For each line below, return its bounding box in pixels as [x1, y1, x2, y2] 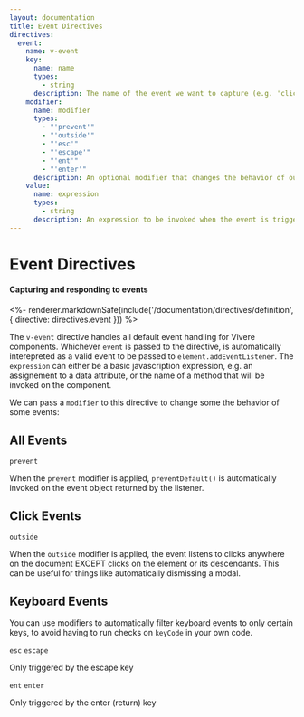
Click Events [9, 508, 81, 524]
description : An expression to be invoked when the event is [33, 214, 270, 224]
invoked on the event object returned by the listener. [9, 482, 204, 493]
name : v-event [25, 47, 79, 56]
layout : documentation [9, 13, 95, 23]
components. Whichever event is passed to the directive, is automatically [9, 341, 282, 353]
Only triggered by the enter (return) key [9, 697, 157, 708]
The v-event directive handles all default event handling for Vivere [9, 332, 256, 343]
